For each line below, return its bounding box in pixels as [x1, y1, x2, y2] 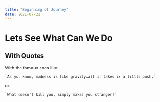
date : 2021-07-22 [5, 12, 40, 17]
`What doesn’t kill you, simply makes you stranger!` [5, 92, 117, 97]
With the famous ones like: [5, 65, 59, 70]
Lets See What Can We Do [5, 33, 113, 44]
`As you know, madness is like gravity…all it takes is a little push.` [5, 74, 156, 79]
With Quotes [5, 52, 44, 60]
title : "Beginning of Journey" [5, 7, 69, 12]
